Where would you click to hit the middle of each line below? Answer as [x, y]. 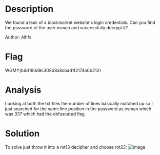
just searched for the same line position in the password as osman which [78, 109]
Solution [22, 134]
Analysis [23, 90]
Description [29, 9]
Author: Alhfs [18, 37]
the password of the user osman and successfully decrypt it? [67, 27]
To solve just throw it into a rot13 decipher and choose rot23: [66, 147]
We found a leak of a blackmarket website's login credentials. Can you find [80, 22]
